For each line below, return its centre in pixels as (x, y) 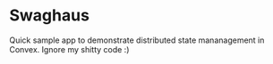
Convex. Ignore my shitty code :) (69, 49)
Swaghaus (49, 16)
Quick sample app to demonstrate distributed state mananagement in (137, 40)
